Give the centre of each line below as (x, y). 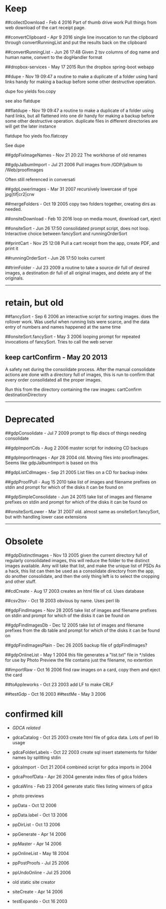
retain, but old (34, 303)
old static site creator (34, 882)
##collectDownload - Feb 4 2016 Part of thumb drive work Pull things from (81, 22)
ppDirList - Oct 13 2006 (36, 824)
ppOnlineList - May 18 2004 (41, 853)
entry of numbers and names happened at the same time (63, 327)
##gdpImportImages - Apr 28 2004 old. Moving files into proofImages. (77, 457)
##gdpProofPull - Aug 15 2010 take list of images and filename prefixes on (81, 482)
